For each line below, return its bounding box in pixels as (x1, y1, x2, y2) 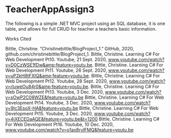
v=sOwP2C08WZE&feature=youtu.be (5, 94, 84, 100)
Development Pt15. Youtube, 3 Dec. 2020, (5, 111, 93, 117)
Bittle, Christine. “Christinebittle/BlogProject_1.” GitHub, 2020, (5, 45, 134, 51)
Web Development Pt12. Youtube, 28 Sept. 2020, (5, 78, 108, 84)
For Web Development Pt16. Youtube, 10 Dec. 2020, (5, 121, 114, 127)
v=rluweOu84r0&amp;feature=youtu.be (5, 83, 88, 90)
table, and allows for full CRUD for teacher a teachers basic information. (5, 25, 157, 32)
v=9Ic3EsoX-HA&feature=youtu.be (5, 105, 78, 111)
